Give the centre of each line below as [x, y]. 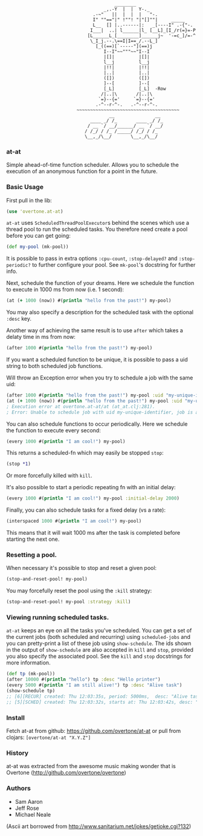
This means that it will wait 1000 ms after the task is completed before [93, 533]
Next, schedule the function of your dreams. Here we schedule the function [100, 283]
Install [16, 718]
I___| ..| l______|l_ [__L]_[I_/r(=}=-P [143, 30]
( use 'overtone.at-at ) [35, 211]
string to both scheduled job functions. [54, 366]
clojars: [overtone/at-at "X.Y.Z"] [49, 737]
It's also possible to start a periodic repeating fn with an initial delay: [91, 487]
